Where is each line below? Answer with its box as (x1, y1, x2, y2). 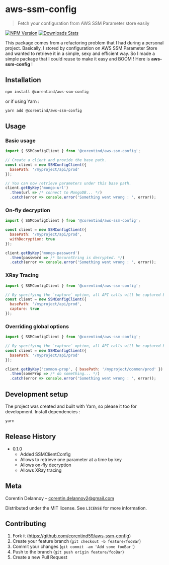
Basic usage (5, 137, 36, 144)
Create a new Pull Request (12, 554, 68, 560)
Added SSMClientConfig (20, 451, 71, 457)
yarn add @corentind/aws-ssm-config (5, 108, 82, 113)
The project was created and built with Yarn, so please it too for (5, 403, 137, 409)
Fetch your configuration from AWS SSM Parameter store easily (17, 20, 150, 26)
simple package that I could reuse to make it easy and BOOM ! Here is (5, 55, 150, 61)
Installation (5, 76, 41, 84)
